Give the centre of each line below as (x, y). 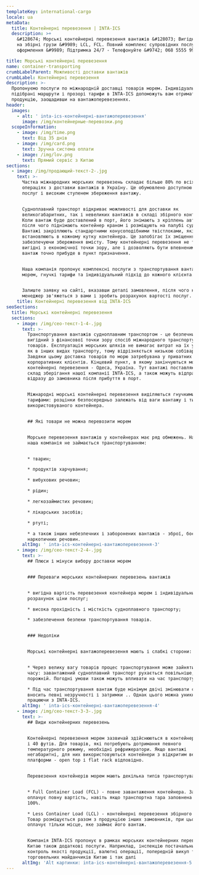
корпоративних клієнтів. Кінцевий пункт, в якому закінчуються (107, 362)
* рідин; (38, 491)
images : (21, 110)
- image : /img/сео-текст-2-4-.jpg (59, 550)
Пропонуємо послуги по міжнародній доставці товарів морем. (87, 89)
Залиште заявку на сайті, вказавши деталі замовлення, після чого (105, 290)
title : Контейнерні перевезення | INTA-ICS (66, 28)
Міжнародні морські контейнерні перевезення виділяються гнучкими (111, 395)
